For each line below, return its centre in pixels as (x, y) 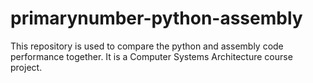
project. (26, 67)
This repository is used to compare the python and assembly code (147, 46)
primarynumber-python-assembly (156, 18)
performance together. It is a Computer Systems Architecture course (151, 56)
